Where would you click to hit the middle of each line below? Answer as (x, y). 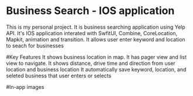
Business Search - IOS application (90, 11)
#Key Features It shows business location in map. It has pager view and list (96, 57)
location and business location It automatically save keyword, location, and (96, 69)
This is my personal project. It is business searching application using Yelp (96, 27)
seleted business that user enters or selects (59, 76)
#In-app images (25, 87)
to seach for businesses (35, 46)
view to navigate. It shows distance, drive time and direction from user (91, 63)
